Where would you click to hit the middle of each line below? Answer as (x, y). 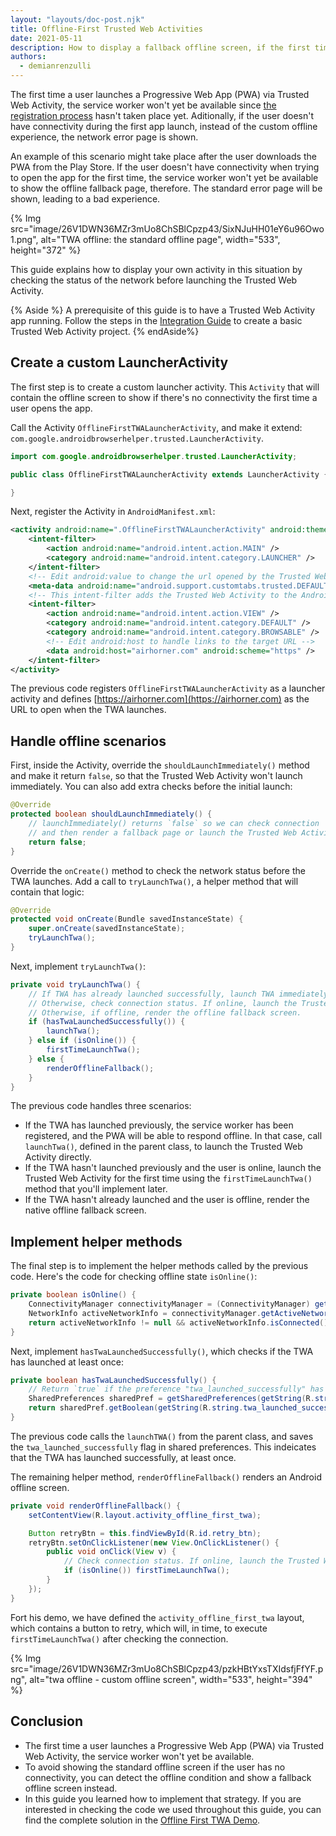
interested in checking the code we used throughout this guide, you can (173, 1809)
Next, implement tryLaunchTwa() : (78, 966)
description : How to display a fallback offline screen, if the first (160, 47)
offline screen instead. (71, 1788)
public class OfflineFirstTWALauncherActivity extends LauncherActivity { (169, 474)
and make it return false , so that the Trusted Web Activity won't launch (156, 776)
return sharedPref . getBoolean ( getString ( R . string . (136, 1408)
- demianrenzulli (55, 66)
